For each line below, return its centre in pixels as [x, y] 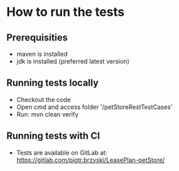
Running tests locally [53, 83]
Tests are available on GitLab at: [62, 152]
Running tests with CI [53, 136]
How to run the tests [65, 12]
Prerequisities [37, 38]
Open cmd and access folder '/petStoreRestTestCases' [94, 107]
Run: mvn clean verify [47, 114]
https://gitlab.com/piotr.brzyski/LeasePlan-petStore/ [91, 160]
